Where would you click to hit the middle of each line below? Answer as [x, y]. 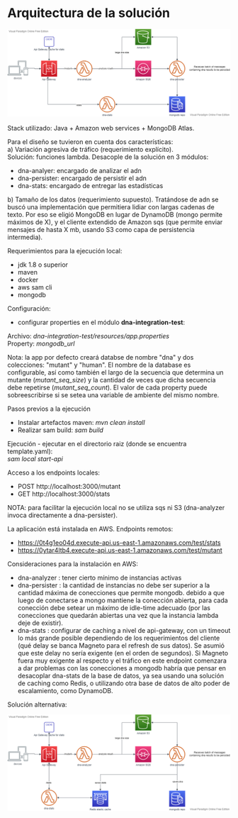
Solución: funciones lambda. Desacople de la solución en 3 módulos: [108, 157]
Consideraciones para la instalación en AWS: [73, 564]
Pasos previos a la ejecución [49, 409]
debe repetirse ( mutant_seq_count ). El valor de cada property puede [107, 387]
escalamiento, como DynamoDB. [65, 691]
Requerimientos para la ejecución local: [65, 251]
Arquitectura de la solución [89, 13]
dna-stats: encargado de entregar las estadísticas [90, 186]
